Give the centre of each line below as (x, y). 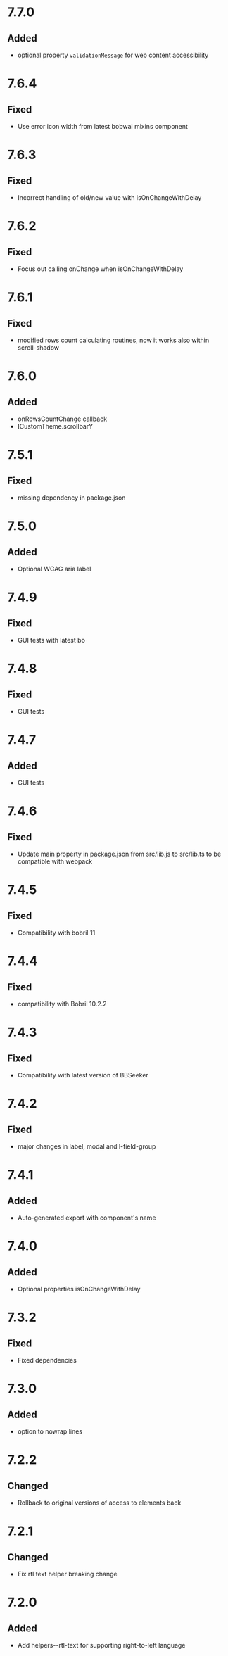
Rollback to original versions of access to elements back (99, 1503)
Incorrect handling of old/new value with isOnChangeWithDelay (109, 197)
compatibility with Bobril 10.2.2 (62, 1004)
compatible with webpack (55, 861)
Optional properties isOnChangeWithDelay (79, 1289)
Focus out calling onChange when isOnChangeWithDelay (100, 269)
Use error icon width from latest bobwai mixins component (103, 126)
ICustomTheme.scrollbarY (55, 426)
